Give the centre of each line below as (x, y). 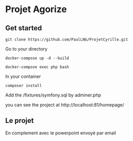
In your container (23, 76)
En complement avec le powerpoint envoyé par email (61, 133)
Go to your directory (26, 49)
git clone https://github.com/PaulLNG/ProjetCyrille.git (67, 39)
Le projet (20, 121)
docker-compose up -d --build (37, 58)
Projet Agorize (36, 9)
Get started (24, 28)
